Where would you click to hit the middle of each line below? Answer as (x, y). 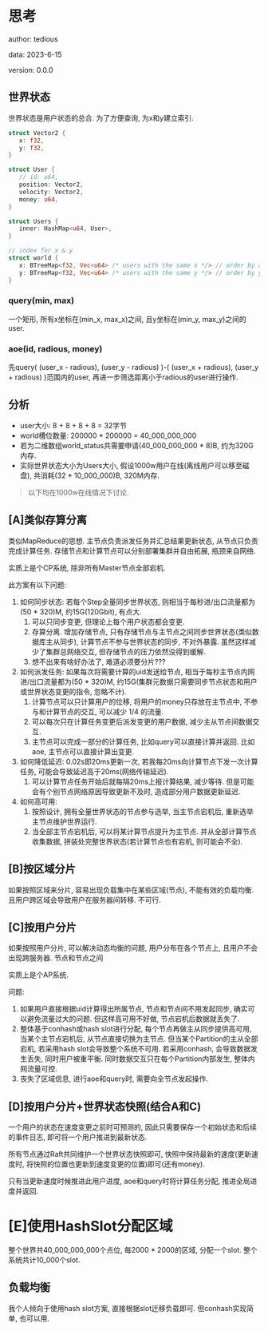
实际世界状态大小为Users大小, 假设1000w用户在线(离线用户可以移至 (131, 465)
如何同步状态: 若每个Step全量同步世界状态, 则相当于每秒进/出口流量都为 (137, 602)
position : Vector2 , (51, 185)
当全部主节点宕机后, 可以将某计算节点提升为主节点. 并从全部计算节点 (144, 831)
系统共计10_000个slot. (44, 1260)
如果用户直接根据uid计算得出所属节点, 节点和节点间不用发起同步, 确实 (134, 1009)
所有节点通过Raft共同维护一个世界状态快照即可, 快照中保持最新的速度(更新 (130, 1154)
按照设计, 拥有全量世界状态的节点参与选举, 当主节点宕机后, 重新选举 (142, 811)
